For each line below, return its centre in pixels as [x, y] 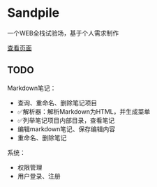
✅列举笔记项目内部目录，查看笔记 [66, 120]
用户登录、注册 [39, 176]
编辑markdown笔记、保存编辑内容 [66, 129]
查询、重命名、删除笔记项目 [57, 103]
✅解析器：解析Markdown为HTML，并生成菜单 [84, 111]
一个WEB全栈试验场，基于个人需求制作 [63, 33]
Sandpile [33, 13]
